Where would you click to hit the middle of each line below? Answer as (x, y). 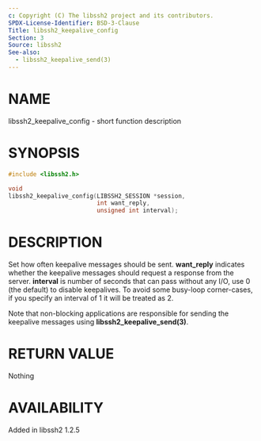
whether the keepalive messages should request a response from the (121, 273)
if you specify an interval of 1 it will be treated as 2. (91, 298)
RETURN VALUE (61, 354)
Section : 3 (26, 38)
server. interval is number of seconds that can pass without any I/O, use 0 (129, 282)
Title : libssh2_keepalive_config (63, 30)
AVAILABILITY (56, 408)
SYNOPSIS (44, 153)
